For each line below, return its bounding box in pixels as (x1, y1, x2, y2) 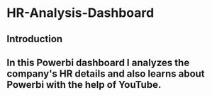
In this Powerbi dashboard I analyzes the (6, 56, 190, 68)
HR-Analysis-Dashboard (6, 5, 155, 21)
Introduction (6, 33, 63, 45)
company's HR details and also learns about (6, 67, 205, 79)
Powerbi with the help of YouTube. (6, 79, 162, 91)
